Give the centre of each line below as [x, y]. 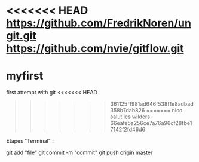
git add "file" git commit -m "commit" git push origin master [79, 152]
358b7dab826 [128, 111]
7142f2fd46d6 [128, 130]
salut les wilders [130, 117]
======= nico [164, 111]
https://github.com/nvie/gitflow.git [95, 49]
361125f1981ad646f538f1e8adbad [152, 104]
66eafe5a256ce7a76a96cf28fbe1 [151, 123]
